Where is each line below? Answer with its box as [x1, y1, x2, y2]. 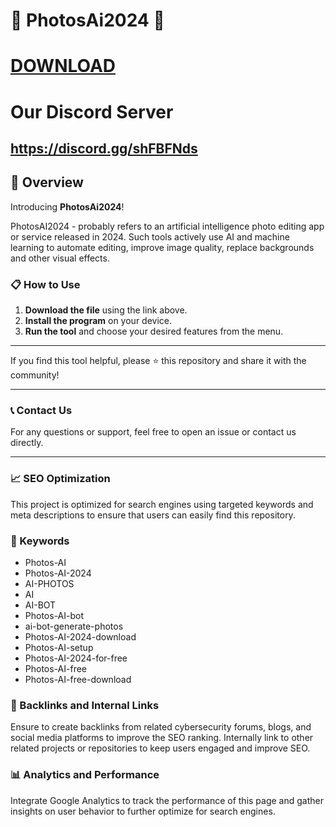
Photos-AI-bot [24, 609, 85, 621]
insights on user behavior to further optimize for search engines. [10, 805, 276, 817]
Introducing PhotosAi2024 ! [10, 200, 125, 213]
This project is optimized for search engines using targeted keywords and [10, 498, 314, 510]
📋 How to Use [10, 277, 81, 291]
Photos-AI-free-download [24, 673, 132, 685]
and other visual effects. [10, 252, 110, 264]
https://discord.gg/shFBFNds [10, 140, 198, 157]
